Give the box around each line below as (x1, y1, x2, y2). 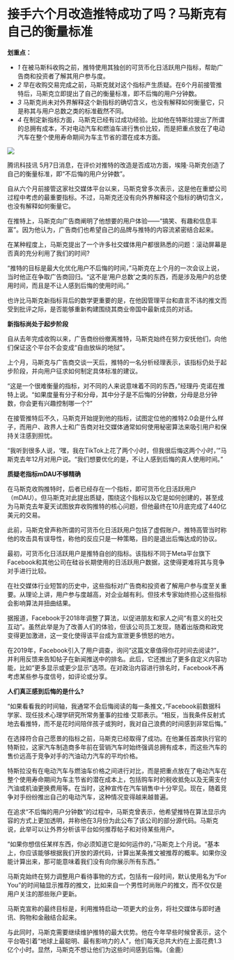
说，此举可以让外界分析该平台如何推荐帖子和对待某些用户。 (7, 825, 178, 833)
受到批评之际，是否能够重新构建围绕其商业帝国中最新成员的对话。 (7, 304, 196, 313)
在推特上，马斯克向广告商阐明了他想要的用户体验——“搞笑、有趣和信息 (7, 216, 212, 225)
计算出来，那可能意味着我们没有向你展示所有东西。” (13, 857, 160, 866)
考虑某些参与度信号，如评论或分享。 (7, 672, 111, 681)
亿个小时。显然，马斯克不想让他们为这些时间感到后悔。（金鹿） (7, 945, 187, 954)
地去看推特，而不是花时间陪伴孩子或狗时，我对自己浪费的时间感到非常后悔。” (7, 719, 227, 728)
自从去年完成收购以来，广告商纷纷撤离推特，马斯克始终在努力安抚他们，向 (7, 334, 221, 343)
